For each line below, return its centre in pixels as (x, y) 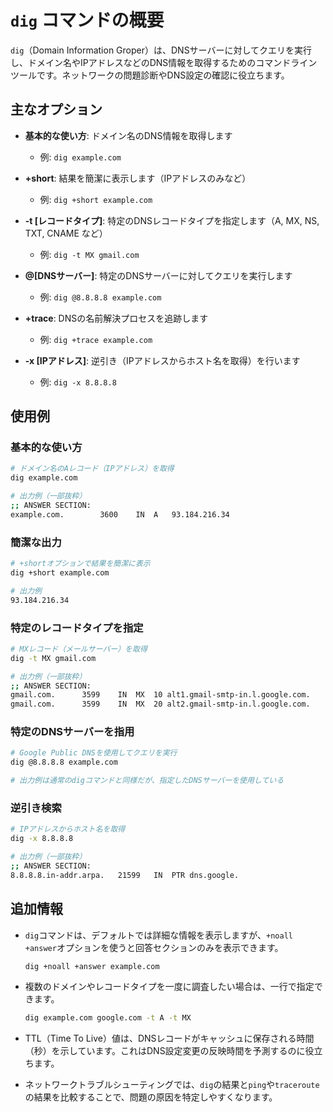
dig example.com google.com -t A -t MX (108, 1018)
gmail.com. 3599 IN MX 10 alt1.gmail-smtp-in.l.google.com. (160, 695)
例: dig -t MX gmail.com (89, 254)
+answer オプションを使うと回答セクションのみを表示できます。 (154, 947)
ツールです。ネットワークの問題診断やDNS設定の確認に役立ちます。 (150, 75)
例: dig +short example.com (96, 199)
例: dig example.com (80, 157)
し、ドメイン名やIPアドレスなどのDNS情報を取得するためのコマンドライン (164, 62)
